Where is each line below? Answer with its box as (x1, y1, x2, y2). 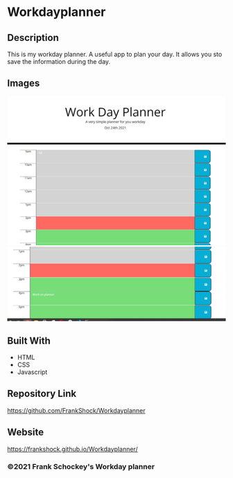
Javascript (17, 368, 48, 376)
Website (7, 427, 44, 439)
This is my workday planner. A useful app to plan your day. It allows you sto (7, 50, 223, 58)
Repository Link (7, 388, 77, 400)
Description (7, 32, 59, 44)
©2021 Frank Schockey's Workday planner (7, 462, 155, 472)
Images (7, 78, 40, 89)
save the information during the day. (7, 57, 111, 66)
